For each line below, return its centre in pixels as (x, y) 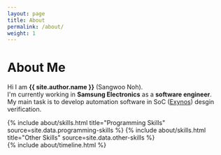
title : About (26, 20)
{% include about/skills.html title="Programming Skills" (86, 123)
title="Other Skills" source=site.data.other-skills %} (81, 138)
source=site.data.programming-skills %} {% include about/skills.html (107, 131)
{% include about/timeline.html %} (57, 145)
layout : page (26, 14)
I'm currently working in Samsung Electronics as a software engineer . (109, 94)
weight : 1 (22, 33)
